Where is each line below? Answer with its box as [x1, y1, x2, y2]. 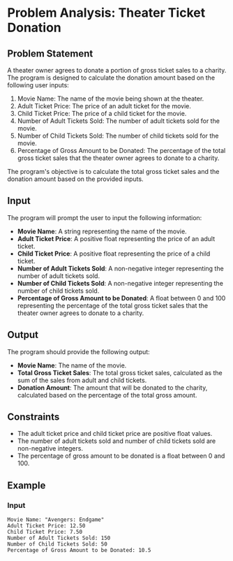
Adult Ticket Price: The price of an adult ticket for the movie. [17, 102, 192, 110]
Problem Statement [7, 48, 93, 59]
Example [7, 479, 46, 491]
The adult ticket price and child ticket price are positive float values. [17, 430, 213, 438]
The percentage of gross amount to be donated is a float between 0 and [17, 452, 225, 460]
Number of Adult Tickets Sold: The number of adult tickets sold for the [17, 117, 220, 125]
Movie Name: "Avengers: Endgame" [7, 516, 105, 523]
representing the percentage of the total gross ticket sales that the [17, 301, 209, 309]
